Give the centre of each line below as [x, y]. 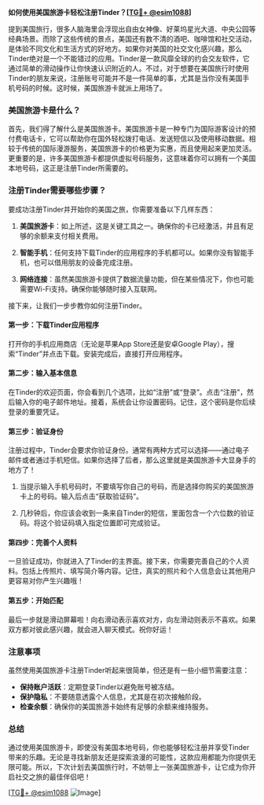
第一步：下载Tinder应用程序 [54, 325]
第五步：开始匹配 [36, 600]
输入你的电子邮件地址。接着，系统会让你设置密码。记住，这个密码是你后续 [135, 402]
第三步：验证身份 [36, 431]
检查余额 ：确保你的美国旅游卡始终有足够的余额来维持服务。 [116, 706]
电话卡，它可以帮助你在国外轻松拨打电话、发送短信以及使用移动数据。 [135, 139]
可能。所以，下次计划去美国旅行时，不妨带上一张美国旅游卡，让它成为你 [132, 767]
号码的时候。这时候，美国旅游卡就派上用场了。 [90, 88]
